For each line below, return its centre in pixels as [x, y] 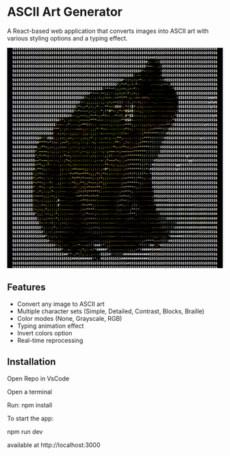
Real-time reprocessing [50, 340]
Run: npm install [30, 405]
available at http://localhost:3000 [54, 445]
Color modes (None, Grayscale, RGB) [69, 318]
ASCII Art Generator [65, 12]
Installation [31, 362]
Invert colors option [44, 333]
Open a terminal [30, 392]
